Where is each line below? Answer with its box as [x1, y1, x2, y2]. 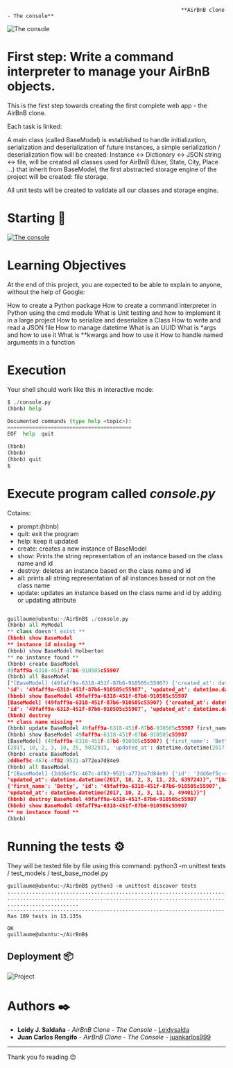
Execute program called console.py [7, 485, 216, 501]
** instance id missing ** [7, 641, 85, 648]
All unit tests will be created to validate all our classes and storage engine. [7, 186, 218, 194]
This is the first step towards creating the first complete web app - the [7, 101, 208, 110]
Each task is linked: [7, 122, 62, 130]
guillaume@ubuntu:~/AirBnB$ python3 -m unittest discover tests [7, 882, 197, 889]
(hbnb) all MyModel [7, 621, 64, 629]
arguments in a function [7, 338, 75, 346]
